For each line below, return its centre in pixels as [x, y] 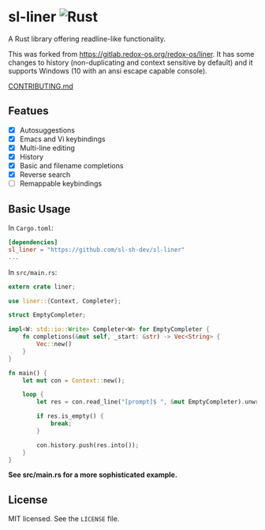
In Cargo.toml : [31, 228]
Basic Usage [39, 209]
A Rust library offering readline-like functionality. [87, 39]
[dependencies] [33, 242]
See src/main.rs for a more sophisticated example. [93, 475]
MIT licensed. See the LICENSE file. [64, 519]
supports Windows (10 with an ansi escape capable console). [108, 70]
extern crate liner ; [42, 287]
